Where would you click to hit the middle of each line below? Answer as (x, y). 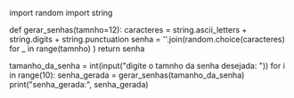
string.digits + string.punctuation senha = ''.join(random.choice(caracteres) (147, 39)
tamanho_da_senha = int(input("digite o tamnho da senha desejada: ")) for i (147, 66)
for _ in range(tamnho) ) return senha (77, 49)
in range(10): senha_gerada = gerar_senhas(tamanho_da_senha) (127, 75)
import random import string (61, 13)
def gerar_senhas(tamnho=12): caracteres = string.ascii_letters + (128, 30)
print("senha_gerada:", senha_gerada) (79, 84)
